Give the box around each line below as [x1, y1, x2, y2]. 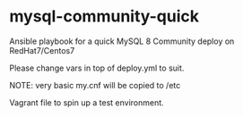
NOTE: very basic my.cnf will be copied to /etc [9, 79, 181, 90]
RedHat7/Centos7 [9, 45, 75, 55]
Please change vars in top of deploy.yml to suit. [9, 63, 185, 73]
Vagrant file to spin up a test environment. [9, 96, 164, 108]
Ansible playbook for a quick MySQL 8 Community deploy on [9, 36, 235, 46]
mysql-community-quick [9, 6, 200, 27]
